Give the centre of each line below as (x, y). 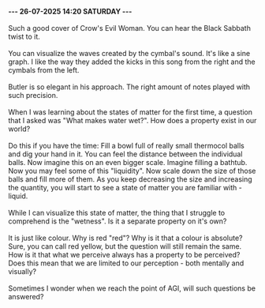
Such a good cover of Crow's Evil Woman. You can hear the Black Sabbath (129, 28)
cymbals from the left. (44, 70)
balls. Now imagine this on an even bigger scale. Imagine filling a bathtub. (128, 162)
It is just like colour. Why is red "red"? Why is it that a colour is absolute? (125, 238)
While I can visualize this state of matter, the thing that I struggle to (117, 213)
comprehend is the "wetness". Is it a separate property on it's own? (118, 221)
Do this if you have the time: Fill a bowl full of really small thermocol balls (126, 146)
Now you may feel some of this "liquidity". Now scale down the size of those (132, 171)
